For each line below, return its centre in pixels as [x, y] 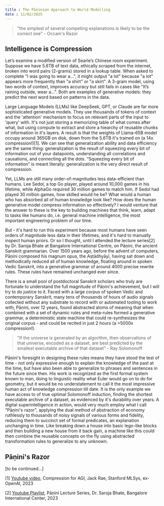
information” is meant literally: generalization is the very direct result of [77, 164]
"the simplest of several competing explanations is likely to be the [83, 28]
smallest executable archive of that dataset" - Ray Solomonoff [80, 348]
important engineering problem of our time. [49, 221]
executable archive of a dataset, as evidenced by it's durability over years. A [82, 400]
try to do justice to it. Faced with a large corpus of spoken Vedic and [74, 292]
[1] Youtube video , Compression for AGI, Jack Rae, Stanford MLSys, [73, 478]
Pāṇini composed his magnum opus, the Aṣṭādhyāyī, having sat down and [80, 256]
